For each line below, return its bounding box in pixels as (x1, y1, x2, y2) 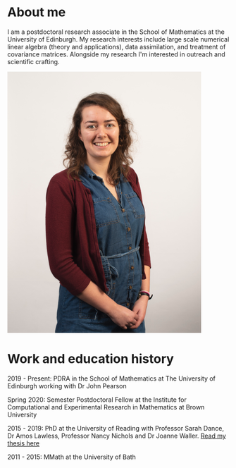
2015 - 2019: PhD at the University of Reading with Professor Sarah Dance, (7, 424, 224, 432)
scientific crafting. (7, 57, 60, 66)
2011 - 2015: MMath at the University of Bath (7, 452, 136, 461)
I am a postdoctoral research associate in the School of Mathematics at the (7, 27, 225, 36)
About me (7, 4, 66, 20)
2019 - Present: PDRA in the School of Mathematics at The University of (7, 374, 216, 383)
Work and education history (7, 351, 174, 367)
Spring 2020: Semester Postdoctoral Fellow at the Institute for (7, 395, 187, 404)
